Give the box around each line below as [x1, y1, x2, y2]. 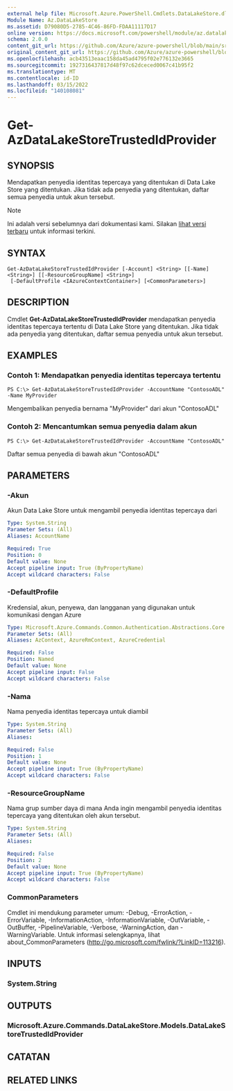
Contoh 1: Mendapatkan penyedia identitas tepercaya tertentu [7, 370, 221, 380]
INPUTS [7, 958, 42, 970]
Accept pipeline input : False [7, 669, 95, 676]
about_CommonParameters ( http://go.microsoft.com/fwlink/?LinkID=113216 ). [7, 938, 226, 946]
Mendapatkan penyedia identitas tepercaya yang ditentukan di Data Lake [7, 178, 216, 187]
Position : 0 [7, 551, 42, 558]
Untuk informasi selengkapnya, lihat [58, 930, 161, 938]
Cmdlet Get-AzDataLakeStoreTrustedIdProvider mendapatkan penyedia [7, 315, 216, 323]
